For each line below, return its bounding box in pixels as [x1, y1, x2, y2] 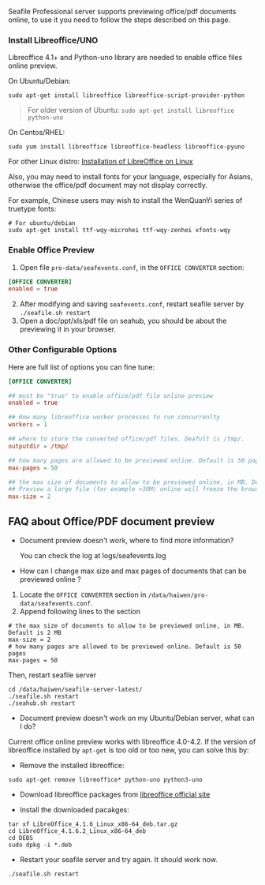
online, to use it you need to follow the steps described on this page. [8, 15, 231, 24]
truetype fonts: [8, 204, 57, 214]
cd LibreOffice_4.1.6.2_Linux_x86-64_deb [8, 827, 147, 835]
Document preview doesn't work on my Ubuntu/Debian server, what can [19, 713, 255, 722]
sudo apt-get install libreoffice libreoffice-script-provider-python [8, 92, 245, 99]
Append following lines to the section [19, 606, 140, 616]
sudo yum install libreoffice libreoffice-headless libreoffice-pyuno [8, 143, 245, 151]
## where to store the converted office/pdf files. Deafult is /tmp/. [8, 435, 245, 443]
